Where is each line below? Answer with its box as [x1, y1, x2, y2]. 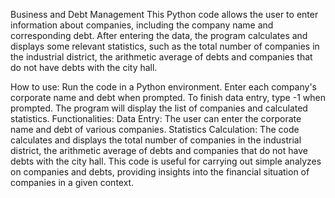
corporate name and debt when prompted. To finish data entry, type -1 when [10, 92, 326, 103]
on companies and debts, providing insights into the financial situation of [10, 166, 310, 178]
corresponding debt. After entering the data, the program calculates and [10, 30, 308, 41]
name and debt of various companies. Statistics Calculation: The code [10, 124, 300, 135]
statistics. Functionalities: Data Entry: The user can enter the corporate [10, 113, 302, 124]
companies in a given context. [10, 177, 135, 188]
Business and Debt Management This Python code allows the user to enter [10, 9, 319, 20]
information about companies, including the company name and [10, 19, 274, 31]
